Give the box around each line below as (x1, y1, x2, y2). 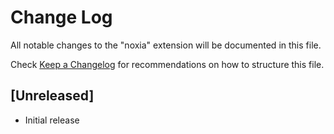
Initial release (24, 114, 80, 126)
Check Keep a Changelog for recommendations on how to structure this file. (10, 58, 325, 70)
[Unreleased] (10, 87, 95, 105)
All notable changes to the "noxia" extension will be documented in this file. (10, 39, 322, 51)
